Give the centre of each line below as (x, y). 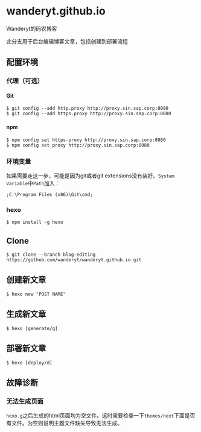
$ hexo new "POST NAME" (36, 294)
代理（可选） (25, 81)
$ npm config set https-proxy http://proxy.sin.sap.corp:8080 (86, 140)
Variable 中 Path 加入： (33, 183)
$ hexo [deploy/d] (29, 363)
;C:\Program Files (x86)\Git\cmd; (50, 194)
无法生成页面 (25, 401)
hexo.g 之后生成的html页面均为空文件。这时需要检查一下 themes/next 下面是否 (101, 416)
